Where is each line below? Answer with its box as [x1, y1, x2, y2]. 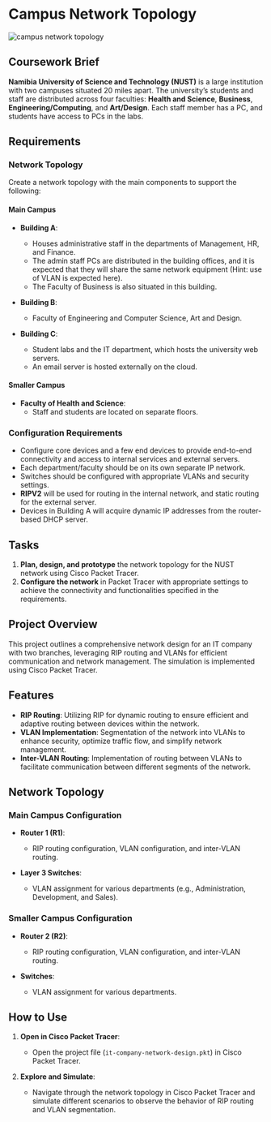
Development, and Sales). [32, 892, 119, 902]
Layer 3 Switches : [19, 868, 83, 878]
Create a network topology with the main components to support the [8, 178, 237, 187]
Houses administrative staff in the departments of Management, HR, [32, 239, 260, 248]
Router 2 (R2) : [19, 931, 69, 941]
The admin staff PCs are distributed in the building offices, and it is [32, 256, 255, 265]
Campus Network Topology [8, 5, 197, 24]
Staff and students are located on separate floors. [32, 406, 198, 416]
